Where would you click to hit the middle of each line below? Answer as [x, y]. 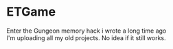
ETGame [31, 12]
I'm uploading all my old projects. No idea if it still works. [86, 37]
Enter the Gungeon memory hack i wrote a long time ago [86, 31]
